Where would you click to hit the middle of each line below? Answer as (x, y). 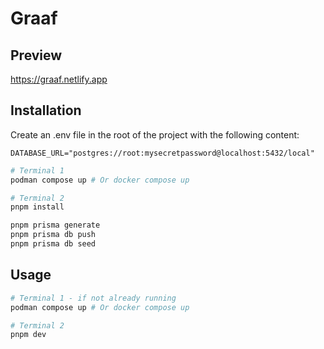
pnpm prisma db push (53, 235)
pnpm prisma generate (55, 225)
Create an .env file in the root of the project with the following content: (155, 134)
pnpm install (37, 207)
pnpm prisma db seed (53, 244)
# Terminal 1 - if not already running (93, 298)
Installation (46, 110)
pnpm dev (28, 335)
